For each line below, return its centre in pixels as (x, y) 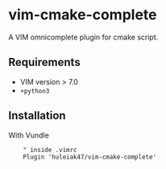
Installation (37, 115)
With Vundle (29, 135)
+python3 (35, 91)
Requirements (44, 62)
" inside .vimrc (50, 150)
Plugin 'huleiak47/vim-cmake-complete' (90, 157)
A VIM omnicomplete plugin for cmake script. (83, 37)
